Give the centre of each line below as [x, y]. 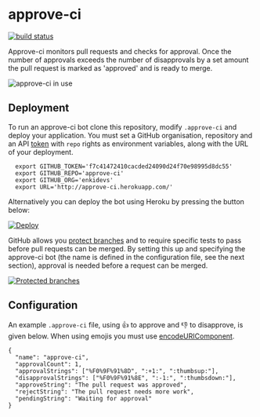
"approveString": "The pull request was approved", [101, 385]
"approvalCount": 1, [49, 364]
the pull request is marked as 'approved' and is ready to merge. [110, 68]
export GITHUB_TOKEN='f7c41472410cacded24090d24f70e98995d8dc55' [124, 166]
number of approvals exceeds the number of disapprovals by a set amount [128, 60]
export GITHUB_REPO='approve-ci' [70, 173]
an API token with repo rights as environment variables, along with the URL [128, 144]
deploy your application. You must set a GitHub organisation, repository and [130, 135]
